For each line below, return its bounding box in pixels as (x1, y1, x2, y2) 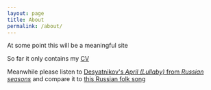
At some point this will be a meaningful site (7, 42, 128, 50)
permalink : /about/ (7, 22, 63, 29)
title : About (7, 16, 45, 23)
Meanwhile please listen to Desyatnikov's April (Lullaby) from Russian (7, 67, 204, 76)
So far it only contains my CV (7, 55, 90, 63)
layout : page (7, 10, 45, 17)
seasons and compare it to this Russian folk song (7, 75, 146, 83)
